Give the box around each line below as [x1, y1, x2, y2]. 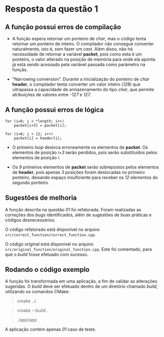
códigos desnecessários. [5, 217, 56, 223]
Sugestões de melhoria [5, 194, 77, 202]
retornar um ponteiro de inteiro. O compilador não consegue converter [12, 41, 154, 47]
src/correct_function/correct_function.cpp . [5, 231, 96, 237]
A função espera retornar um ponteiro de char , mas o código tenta [12, 36, 146, 41]
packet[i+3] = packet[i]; [14, 123, 67, 128]
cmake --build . [17, 308, 48, 314]
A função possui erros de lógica [5, 106, 104, 114]
